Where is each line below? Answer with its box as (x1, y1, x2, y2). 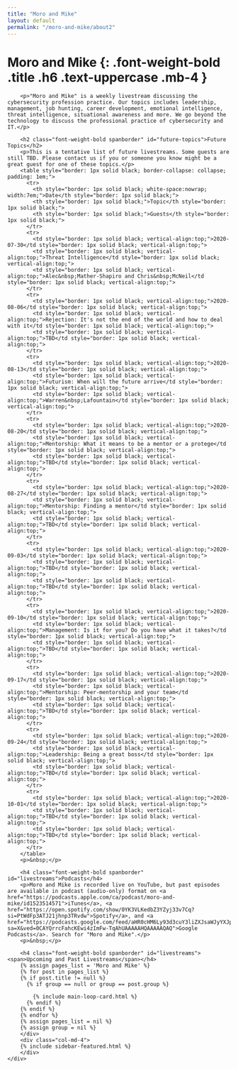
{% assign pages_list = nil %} (20, 1018, 113, 1026)
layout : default (7, 17, 55, 24)
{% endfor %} (20, 1012, 59, 1019)
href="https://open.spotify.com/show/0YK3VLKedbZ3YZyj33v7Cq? (7, 906, 195, 914)
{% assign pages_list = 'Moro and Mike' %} (20, 963, 151, 970)
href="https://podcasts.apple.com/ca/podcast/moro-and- (7, 894, 176, 901)
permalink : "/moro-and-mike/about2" (7, 23, 115, 31)
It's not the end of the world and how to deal (80, 317, 223, 324)
